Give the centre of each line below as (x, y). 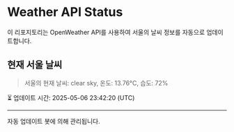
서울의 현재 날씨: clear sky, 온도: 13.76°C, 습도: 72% (96, 83)
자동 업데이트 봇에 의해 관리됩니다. (54, 121)
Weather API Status (65, 12)
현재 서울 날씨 (35, 65)
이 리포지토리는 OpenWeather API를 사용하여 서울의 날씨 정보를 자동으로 (106, 32)
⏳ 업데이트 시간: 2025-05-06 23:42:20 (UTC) (71, 97)
